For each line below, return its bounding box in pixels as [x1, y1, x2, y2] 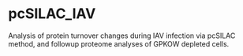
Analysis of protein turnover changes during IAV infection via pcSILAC [8, 31, 236, 40]
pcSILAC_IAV [8, 5, 96, 23]
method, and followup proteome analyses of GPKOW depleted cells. [8, 39, 230, 48]
